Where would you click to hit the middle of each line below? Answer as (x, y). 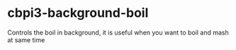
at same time (26, 39)
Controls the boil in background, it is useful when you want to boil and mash (118, 32)
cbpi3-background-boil (78, 13)
